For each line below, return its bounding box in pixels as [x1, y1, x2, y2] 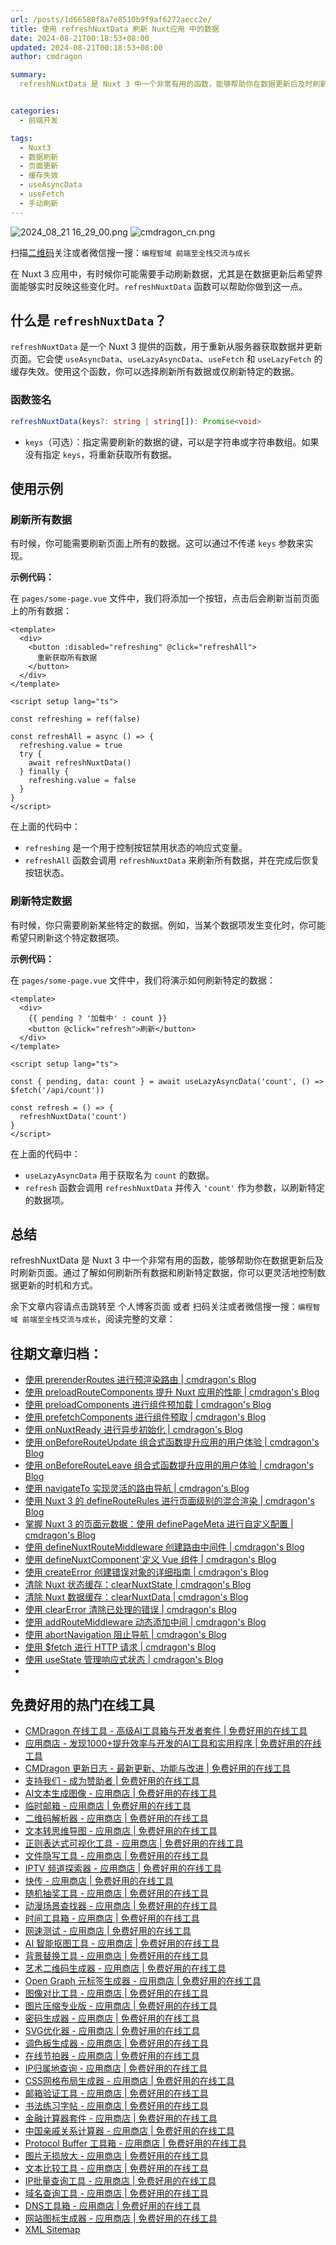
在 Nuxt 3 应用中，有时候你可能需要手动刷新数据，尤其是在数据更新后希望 [10, 267, 315, 280]
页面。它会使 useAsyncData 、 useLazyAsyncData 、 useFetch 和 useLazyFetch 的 [10, 353, 323, 365]
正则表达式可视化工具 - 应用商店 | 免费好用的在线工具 [24, 1837, 244, 1850]
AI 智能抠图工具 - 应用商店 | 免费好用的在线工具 [24, 1937, 220, 1950]
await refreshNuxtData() [28, 758, 132, 768]
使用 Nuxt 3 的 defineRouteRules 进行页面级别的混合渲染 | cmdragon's [24, 1495, 315, 1507]
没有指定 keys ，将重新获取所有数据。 [24, 448, 178, 460]
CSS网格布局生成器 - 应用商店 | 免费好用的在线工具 [24, 2075, 235, 2087]
